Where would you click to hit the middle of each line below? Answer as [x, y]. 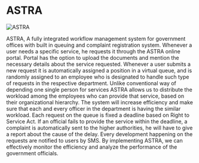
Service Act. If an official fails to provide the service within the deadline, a [97, 121]
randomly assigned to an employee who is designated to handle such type [98, 77]
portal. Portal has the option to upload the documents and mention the [93, 58]
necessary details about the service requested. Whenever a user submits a [99, 64]
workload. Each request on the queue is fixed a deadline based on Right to [98, 115]
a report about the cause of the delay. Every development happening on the [99, 134]
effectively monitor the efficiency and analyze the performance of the [92, 147]
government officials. [32, 153]
